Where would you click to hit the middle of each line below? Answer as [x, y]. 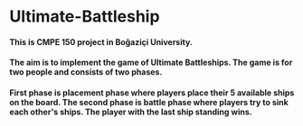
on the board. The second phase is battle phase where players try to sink [149, 102]
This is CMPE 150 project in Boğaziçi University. [101, 41]
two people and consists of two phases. [86, 72]
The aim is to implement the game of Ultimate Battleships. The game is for [151, 63]
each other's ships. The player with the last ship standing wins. [131, 112]
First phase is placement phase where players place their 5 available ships [152, 93]
